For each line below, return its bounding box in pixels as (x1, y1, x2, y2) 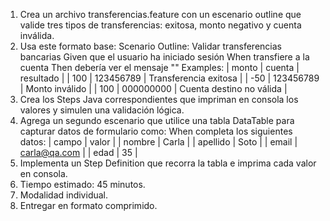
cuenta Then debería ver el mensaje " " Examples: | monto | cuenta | (19, 62, 300, 73)
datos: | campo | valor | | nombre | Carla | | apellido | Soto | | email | (19, 136, 298, 148)
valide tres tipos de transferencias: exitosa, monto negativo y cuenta (19, 19, 302, 31)
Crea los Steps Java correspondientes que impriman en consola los (19, 94, 299, 105)
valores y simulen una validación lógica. (19, 104, 185, 116)
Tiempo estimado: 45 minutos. (19, 179, 146, 190)
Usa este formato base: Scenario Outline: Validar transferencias (19, 40, 282, 52)
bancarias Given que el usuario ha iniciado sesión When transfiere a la (19, 51, 310, 63)
